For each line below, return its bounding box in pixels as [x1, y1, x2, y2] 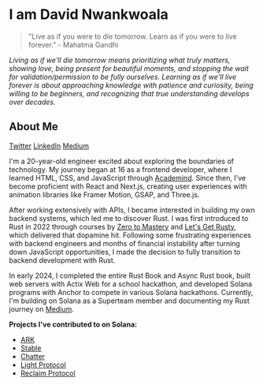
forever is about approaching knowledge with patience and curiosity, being [9, 80, 254, 90]
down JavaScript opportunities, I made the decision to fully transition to [9, 247, 241, 256]
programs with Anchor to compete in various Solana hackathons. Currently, [9, 287, 254, 297]
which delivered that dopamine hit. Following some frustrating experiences [9, 230, 251, 240]
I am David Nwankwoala [9, 6, 169, 24]
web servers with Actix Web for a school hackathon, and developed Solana [9, 278, 253, 289]
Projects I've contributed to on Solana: [9, 320, 137, 329]
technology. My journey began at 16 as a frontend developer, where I [9, 164, 232, 174]
